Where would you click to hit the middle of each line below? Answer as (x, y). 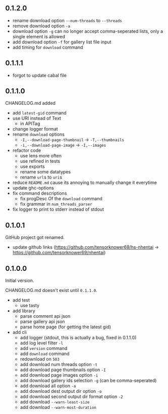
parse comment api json (45, 316)
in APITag (30, 124)
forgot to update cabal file (40, 75)
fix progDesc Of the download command (61, 199)
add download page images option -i (59, 375)
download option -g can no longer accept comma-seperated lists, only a (88, 31)
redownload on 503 (40, 359)
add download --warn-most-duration (58, 407)
